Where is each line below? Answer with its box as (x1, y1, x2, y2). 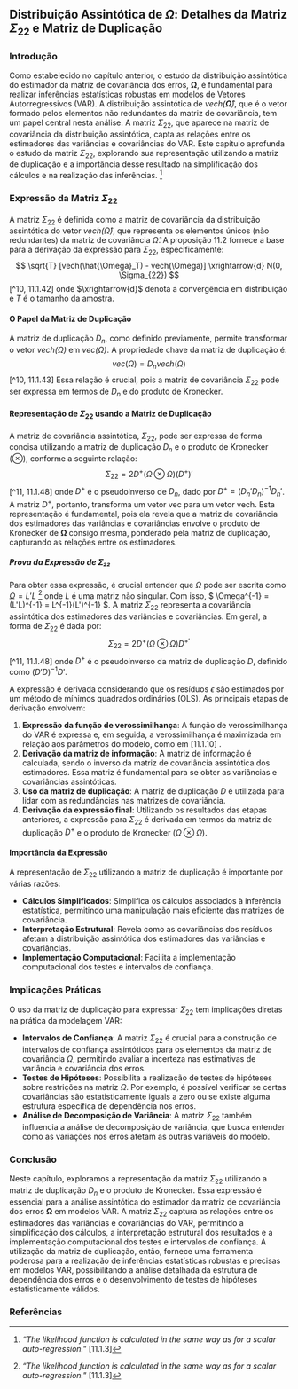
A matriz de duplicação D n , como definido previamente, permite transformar (9, 333, 288, 346)
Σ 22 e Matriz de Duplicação (9, 21, 163, 38)
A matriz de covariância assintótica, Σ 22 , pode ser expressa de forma (9, 430, 263, 443)
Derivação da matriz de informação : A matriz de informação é (21, 748, 252, 758)
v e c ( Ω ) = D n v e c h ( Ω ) (112, 358, 186, 372)
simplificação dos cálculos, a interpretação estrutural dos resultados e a (9, 1227, 273, 1237)
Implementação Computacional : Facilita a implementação (21, 953, 237, 963)
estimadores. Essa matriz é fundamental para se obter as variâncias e (21, 766, 278, 777)
